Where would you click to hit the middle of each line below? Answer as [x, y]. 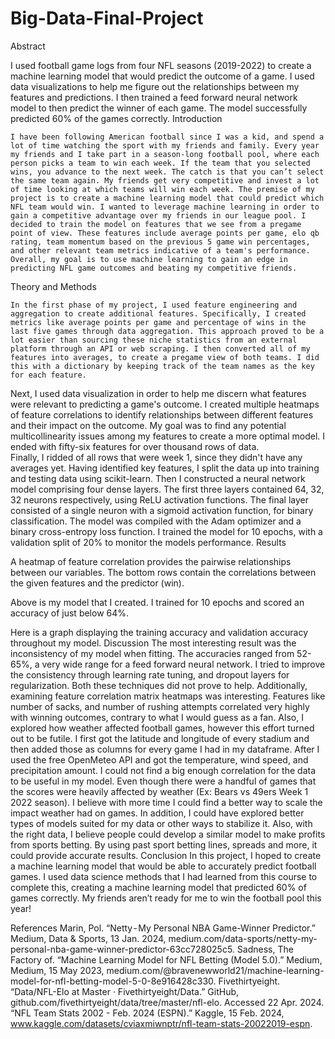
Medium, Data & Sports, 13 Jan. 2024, [88, 938]
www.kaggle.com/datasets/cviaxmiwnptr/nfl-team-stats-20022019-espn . [161, 1023]
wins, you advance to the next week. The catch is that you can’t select [167, 172]
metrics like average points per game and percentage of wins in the [158, 322]
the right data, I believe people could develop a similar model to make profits [168, 834]
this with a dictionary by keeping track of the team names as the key [162, 366]
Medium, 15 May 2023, [57, 970]
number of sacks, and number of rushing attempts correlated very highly [160, 706]
